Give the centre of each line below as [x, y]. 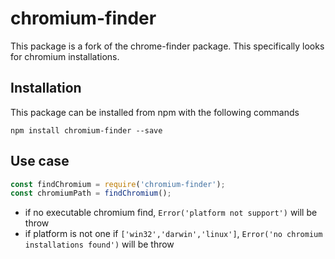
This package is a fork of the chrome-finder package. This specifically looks [167, 46]
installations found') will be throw [99, 244]
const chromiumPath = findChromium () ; [91, 193]
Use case [40, 161]
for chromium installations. [65, 56]
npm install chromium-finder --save [86, 130]
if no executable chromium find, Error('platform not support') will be [171, 213]
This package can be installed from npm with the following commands [155, 112]
